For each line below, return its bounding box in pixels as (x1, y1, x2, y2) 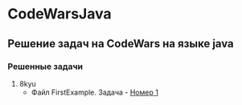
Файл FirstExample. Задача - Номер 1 (31, 87, 158, 97)
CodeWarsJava (7, 5, 112, 23)
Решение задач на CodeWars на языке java (7, 37, 234, 50)
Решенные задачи (7, 61, 84, 72)
